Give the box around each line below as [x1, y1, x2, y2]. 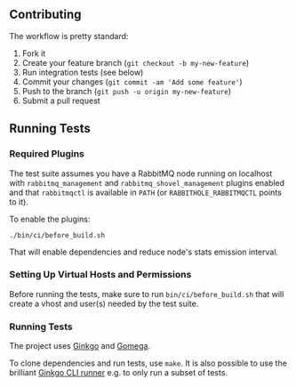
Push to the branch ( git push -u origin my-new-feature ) [21, 85, 232, 96]
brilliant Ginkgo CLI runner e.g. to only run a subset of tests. [9, 367, 228, 378]
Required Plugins [9, 148, 84, 160]
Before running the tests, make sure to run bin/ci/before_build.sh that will [9, 288, 284, 299]
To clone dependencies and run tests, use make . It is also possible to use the [9, 358, 287, 368]
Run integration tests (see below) [21, 67, 144, 77]
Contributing [9, 7, 82, 22]
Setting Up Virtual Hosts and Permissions [9, 269, 192, 281]
